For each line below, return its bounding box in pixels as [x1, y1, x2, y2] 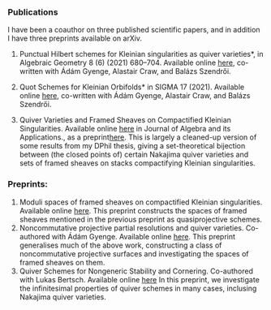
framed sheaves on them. [19, 257, 105, 267]
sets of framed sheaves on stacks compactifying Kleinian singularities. [19, 158, 256, 168]
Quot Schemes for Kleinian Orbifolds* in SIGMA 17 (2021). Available [19, 82, 245, 92]
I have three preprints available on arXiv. [7, 33, 143, 43]
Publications [7, 6, 58, 18]
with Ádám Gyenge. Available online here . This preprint [51, 231, 236, 241]
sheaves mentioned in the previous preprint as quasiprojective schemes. [19, 214, 263, 224]
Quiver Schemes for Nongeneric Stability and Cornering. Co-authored [19, 266, 253, 276]
